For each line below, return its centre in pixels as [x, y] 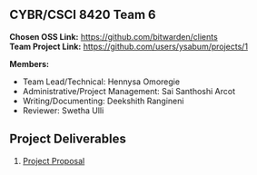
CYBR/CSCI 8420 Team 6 [83, 15]
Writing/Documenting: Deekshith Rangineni [103, 101]
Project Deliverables [68, 139]
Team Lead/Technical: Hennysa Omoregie [101, 82]
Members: [30, 63]
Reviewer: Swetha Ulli [63, 110]
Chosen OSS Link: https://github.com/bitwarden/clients [114, 36]
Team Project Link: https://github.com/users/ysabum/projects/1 [128, 46]
